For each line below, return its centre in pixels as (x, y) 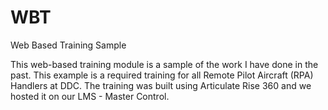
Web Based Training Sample (68, 45)
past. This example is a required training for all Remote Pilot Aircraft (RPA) (162, 75)
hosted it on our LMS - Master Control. (90, 96)
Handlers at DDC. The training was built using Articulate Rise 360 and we (161, 85)
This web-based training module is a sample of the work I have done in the (164, 64)
